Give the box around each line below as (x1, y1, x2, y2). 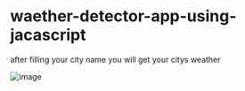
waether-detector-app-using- (10, 6, 237, 27)
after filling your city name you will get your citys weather (10, 54, 221, 64)
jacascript (10, 25, 87, 45)
